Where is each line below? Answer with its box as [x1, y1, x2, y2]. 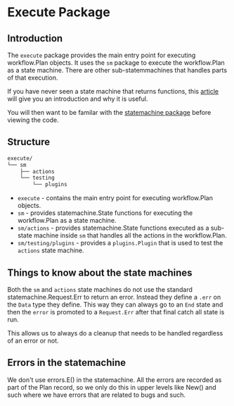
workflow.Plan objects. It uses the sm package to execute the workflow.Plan [7, 59, 225, 67]
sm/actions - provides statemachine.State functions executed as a [17, 223, 209, 233]
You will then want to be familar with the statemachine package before [7, 109, 212, 116]
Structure [7, 136, 51, 148]
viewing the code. [7, 116, 59, 124]
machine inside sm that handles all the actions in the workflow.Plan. [34, 231, 227, 240]
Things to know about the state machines [7, 266, 193, 278]
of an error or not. [7, 336, 59, 345]
